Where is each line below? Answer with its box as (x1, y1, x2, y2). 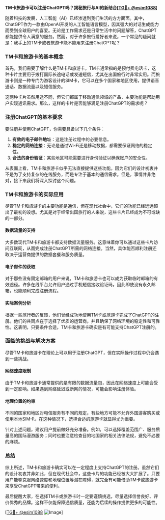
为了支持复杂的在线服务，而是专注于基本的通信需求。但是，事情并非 (13, 171, 151, 177)
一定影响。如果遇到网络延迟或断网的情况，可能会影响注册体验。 (9, 386, 138, 392)
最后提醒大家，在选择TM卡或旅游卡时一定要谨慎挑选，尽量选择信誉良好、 (5, 493, 154, 499)
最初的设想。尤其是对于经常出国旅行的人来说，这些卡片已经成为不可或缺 (13, 209, 160, 215)
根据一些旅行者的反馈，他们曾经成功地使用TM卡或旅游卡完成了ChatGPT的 (5, 312, 155, 318)
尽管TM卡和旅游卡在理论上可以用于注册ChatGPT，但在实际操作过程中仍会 (5, 350, 155, 356)
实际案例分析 (5, 300, 31, 306)
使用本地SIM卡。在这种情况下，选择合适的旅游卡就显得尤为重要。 (5, 416, 138, 422)
